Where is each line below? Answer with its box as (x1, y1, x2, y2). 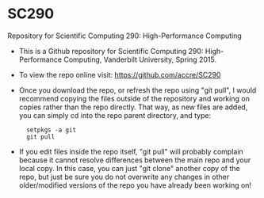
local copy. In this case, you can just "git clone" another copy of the (18, 163, 240, 173)
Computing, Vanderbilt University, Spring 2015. (63, 55, 217, 64)
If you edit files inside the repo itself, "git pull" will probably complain (18, 147, 243, 156)
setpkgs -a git (26, 126, 77, 134)
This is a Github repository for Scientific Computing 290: (18, 46, 204, 55)
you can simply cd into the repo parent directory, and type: (18, 110, 212, 120)
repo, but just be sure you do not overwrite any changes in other (18, 172, 230, 181)
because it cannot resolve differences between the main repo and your (18, 155, 251, 165)
